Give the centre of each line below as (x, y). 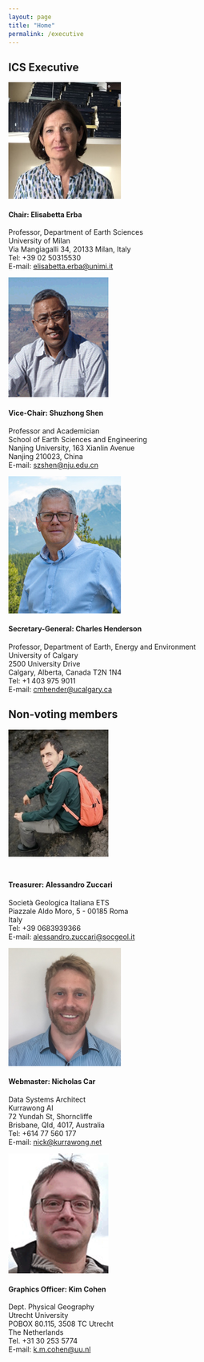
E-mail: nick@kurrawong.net (55, 1142)
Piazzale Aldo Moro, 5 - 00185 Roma (68, 911)
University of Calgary (43, 655)
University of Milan (39, 241)
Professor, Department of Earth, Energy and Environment (102, 647)
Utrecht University (38, 1316)
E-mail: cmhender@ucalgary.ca (60, 689)
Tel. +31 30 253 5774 (43, 1341)
